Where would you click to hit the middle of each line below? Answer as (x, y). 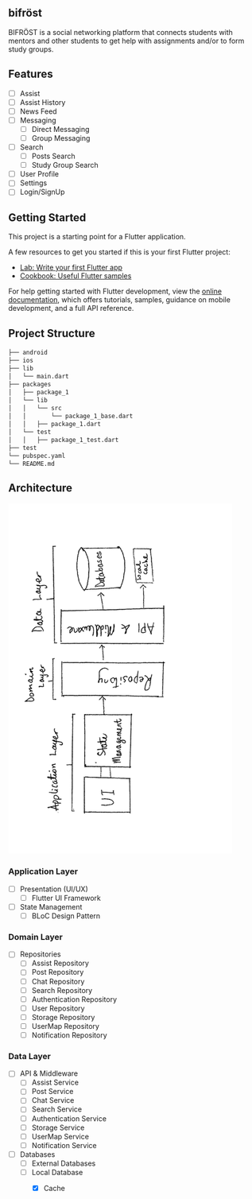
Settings (33, 183)
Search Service (57, 1109)
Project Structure (52, 333)
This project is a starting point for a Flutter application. (97, 237)
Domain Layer (36, 937)
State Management (51, 906)
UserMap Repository (65, 1026)
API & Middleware (49, 1073)
